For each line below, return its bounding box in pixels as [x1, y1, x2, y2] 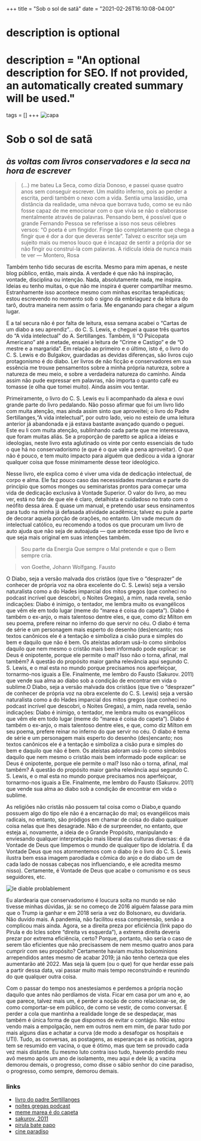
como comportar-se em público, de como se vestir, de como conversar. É [6, 1004, 187, 1011]
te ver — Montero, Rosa [20, 252, 80, 259]
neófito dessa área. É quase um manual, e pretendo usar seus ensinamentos [6, 502, 195, 509]
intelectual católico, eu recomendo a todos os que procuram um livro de [6, 521, 184, 528]
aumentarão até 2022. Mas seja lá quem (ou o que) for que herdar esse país [6, 961, 194, 968]
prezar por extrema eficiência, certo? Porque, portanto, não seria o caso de [6, 935, 193, 942]
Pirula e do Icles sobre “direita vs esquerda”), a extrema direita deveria [6, 929, 181, 936]
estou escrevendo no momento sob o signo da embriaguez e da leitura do [6, 295, 188, 302]
